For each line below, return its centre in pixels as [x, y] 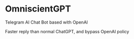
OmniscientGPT [38, 9]
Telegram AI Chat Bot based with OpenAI [47, 22]
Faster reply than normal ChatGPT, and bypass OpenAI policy [67, 31]
